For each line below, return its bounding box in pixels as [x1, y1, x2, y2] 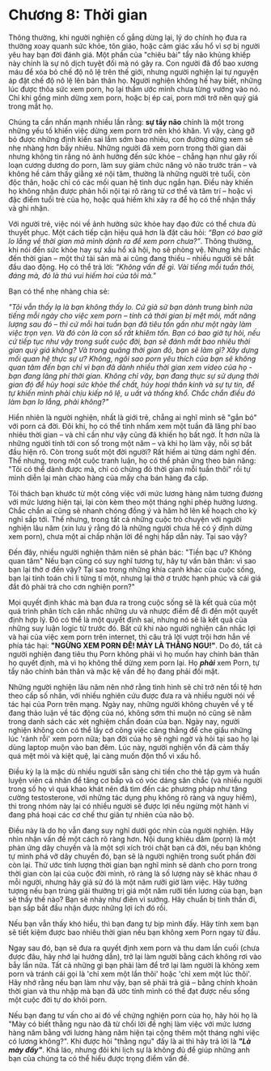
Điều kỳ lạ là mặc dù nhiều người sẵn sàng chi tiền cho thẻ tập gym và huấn [8, 766, 260, 776]
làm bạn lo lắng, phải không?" [8, 396, 109, 406]
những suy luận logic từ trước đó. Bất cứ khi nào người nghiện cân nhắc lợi [8, 623, 256, 633]
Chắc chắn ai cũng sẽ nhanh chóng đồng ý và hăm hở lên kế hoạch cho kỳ [8, 505, 257, 516]
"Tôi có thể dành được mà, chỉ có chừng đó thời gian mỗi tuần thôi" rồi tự [8, 464, 251, 473]
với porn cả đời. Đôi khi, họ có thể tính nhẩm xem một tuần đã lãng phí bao [8, 421, 256, 431]
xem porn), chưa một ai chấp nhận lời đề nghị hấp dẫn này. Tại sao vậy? [8, 531, 248, 541]
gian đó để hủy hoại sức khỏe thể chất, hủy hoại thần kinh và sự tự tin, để [8, 379, 255, 389]
